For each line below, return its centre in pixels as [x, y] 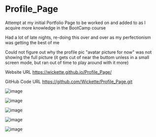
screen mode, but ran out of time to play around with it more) [67, 62]
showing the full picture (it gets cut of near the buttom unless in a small [77, 57]
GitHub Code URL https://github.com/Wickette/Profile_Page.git [69, 82]
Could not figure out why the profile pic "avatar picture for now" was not [78, 52]
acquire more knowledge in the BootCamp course [55, 27]
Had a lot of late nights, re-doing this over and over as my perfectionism [78, 37]
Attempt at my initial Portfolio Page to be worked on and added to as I [76, 23]
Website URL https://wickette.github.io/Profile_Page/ [59, 72]
